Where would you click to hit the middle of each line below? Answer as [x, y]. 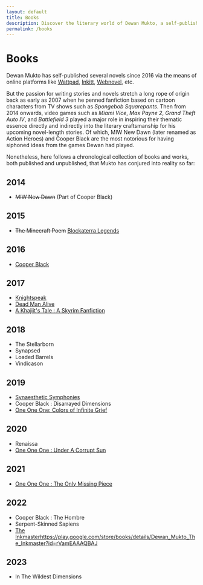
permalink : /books [29, 29]
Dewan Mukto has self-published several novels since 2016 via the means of [101, 76]
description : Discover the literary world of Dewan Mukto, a [85, 23]
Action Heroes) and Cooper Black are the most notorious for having [90, 139]
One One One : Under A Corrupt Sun [60, 450]
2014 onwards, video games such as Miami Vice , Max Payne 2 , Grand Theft [101, 113]
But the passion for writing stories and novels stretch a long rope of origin [98, 94]
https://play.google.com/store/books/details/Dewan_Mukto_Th [118, 537]
